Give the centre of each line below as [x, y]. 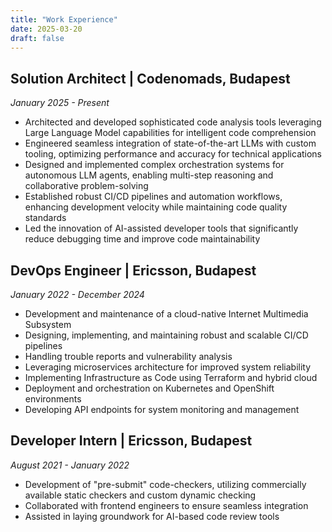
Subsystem [48, 324]
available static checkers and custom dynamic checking [140, 495]
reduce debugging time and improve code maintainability [142, 239]
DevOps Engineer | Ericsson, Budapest [133, 270]
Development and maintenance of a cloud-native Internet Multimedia [166, 314]
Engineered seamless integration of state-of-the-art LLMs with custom [170, 143]
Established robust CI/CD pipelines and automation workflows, [153, 197]
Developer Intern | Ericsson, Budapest [131, 441]
